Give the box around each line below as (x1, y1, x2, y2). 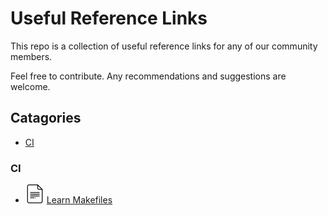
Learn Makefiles (46, 194, 113, 206)
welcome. (10, 80, 51, 92)
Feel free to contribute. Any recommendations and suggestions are (10, 70, 287, 82)
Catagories (10, 110, 82, 127)
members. (10, 50, 53, 62)
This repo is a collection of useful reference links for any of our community (10, 40, 318, 52)
